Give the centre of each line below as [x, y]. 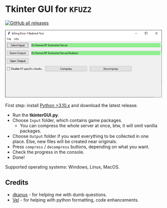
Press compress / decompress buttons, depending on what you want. [81, 147]
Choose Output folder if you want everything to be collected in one [81, 136]
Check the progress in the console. [48, 152]
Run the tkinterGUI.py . [36, 115]
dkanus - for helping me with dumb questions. [60, 195]
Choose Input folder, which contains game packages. [67, 120]
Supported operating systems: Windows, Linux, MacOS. [62, 167]
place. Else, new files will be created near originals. [65, 141]
